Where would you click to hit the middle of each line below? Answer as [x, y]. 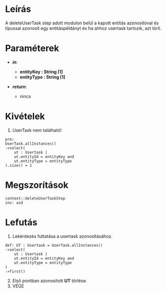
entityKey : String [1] [41, 72]
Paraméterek [32, 49]
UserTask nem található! [37, 130]
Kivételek [25, 117]
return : [20, 87]
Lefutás [21, 222]
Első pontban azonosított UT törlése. [50, 281]
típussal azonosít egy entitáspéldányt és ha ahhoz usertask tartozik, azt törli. [83, 28]
